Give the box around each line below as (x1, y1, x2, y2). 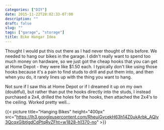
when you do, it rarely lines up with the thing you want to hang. (5, 74, 132, 80)
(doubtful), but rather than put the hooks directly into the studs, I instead (5, 89, 151, 95)
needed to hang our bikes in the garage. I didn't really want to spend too (5, 53, 151, 59)
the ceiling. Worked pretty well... (5, 99, 70, 105)
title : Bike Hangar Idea (5, 35, 56, 40)
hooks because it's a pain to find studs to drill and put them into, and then (5, 69, 154, 75)
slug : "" (5, 26, 23, 30)
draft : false (5, 21, 32, 26)
